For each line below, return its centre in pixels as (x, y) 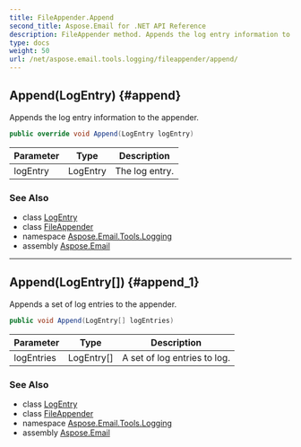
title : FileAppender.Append (62, 18)
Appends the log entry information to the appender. (104, 117)
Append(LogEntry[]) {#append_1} (104, 282)
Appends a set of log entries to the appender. (93, 304)
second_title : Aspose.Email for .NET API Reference (107, 26)
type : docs (30, 43)
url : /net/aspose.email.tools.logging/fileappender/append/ (124, 59)
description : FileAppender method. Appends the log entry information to (150, 34)
